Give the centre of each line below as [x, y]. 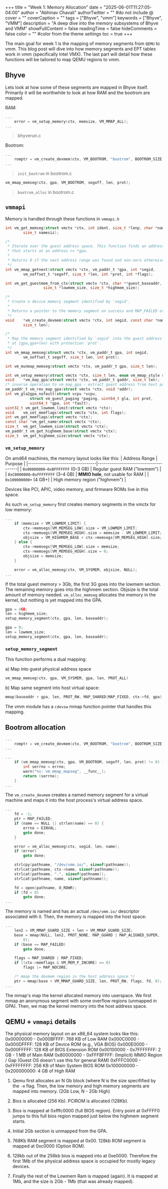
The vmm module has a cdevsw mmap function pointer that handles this [78, 706]
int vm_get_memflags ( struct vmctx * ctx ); [49, 417]
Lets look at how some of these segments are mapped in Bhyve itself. [77, 87]
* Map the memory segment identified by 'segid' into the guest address [85, 339]
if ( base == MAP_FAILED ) [40, 944]
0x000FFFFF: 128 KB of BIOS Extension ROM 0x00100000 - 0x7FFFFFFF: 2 [83, 1050]
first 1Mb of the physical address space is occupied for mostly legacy [84, 1161]
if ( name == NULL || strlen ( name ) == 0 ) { [59, 823]
